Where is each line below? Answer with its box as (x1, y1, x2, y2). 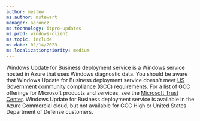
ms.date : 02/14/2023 (6, 42, 58, 48)
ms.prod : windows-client (6, 31, 68, 37)
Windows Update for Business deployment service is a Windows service (6, 64, 185, 71)
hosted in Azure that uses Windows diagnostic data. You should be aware (6, 70, 188, 77)
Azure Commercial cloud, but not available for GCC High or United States (6, 102, 187, 109)
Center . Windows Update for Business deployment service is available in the (6, 95, 195, 103)
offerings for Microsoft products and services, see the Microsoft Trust (6, 89, 178, 96)
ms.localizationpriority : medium (6, 48, 90, 54)
